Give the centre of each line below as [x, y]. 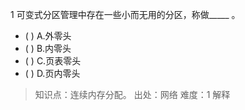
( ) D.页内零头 [52, 73]
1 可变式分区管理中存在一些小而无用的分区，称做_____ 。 [125, 14]
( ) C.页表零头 [53, 61]
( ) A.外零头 [48, 36]
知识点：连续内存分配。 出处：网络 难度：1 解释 [132, 94]
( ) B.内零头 [48, 48]
